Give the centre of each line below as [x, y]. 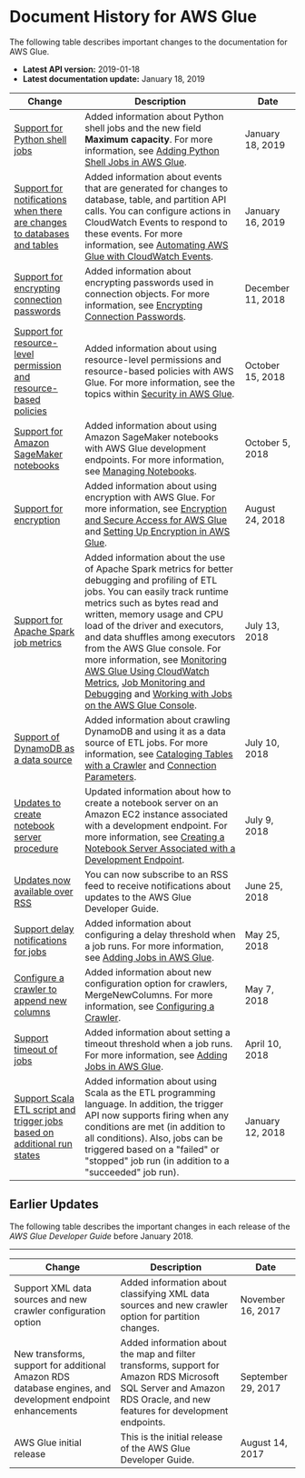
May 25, [262, 934]
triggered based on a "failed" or [152, 1149]
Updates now [42, 880]
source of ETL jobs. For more [147, 743]
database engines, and [63, 1388]
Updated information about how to [158, 791]
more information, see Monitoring [156, 659]
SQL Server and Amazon [172, 1388]
